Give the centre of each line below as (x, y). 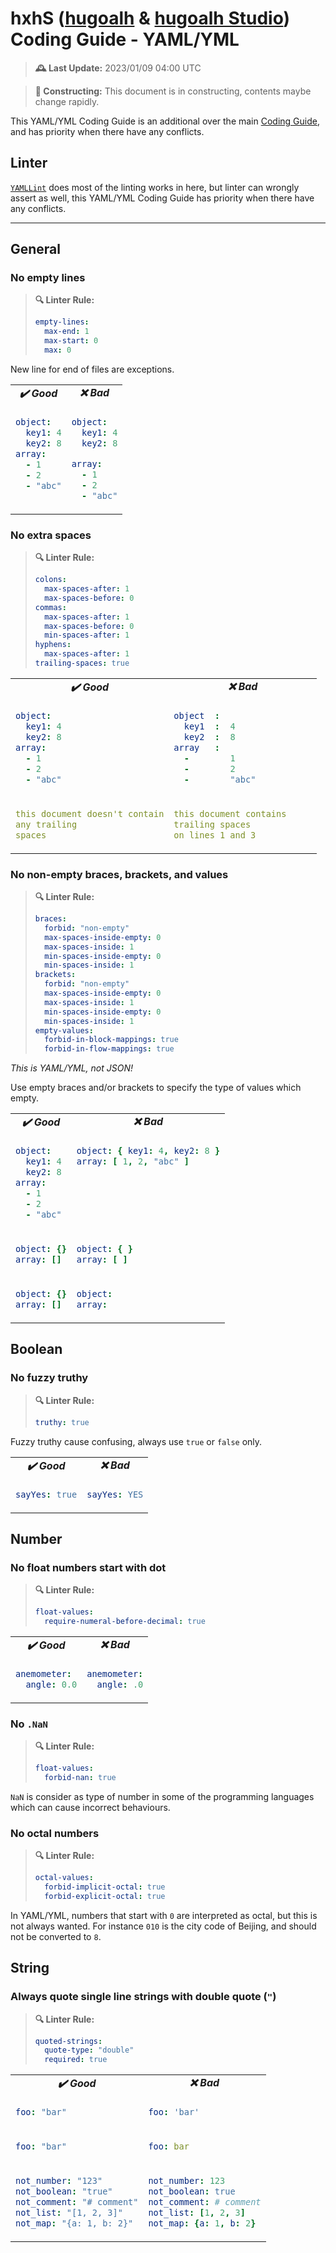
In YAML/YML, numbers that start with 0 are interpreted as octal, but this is (164, 1915)
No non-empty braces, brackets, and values (119, 874)
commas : (50, 607)
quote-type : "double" (89, 2050)
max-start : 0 (71, 341)
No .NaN (29, 1724)
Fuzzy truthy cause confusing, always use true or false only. (136, 1441)
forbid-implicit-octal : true (105, 1887)
